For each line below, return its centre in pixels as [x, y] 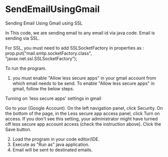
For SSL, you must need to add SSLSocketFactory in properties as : [75, 48]
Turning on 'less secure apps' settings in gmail [53, 98]
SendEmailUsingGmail [52, 9]
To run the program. [26, 68]
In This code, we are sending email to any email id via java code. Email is [80, 33]
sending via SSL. [23, 38]
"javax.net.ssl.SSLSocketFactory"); [41, 58]
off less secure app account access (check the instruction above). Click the [83, 124]
